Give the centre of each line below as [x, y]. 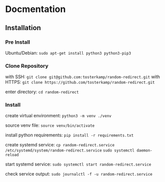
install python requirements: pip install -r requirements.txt [69, 135]
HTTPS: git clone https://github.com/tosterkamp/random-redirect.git [80, 82]
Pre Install [18, 42]
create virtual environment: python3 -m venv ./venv [58, 116]
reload [12, 155]
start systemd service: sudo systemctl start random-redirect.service [78, 164]
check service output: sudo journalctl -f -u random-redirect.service [79, 174]
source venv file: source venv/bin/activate [50, 125]
